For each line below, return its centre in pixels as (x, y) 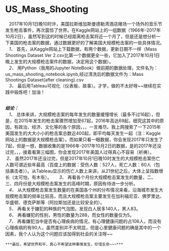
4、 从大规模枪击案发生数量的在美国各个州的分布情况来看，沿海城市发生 (84, 190)
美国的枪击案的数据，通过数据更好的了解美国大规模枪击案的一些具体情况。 (87, 43)
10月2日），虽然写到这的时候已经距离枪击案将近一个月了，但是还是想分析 (81, 36)
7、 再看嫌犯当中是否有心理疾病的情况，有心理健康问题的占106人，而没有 (85, 221)
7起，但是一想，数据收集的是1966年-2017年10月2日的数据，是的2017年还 (81, 146)
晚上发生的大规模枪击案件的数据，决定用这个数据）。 (59, 61)
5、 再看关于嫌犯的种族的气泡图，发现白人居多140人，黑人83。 (75, 208)
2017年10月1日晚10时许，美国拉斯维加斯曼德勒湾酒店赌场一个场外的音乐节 (86, 24)
